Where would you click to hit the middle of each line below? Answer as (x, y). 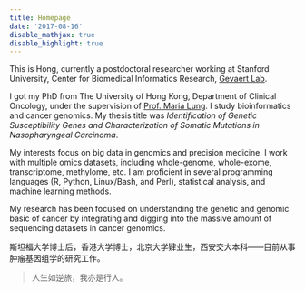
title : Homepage (40, 18)
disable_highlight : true (56, 43)
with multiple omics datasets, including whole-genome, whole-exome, (141, 162)
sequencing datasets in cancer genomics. (88, 228)
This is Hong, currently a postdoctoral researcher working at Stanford (139, 69)
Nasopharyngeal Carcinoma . (64, 135)
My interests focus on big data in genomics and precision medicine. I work (148, 153)
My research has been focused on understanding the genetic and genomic (149, 209)
